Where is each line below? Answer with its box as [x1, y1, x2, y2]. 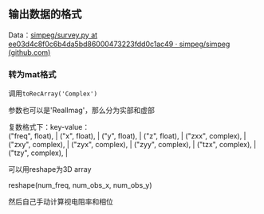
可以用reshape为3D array [8, 165, 92, 174]
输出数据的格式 [8, 7, 82, 21]
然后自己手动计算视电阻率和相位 [8, 197, 113, 207]
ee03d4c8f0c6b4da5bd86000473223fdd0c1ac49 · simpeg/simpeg [8, 39, 231, 49]
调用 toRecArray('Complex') [8, 88, 98, 98]
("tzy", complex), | [8, 148, 68, 158]
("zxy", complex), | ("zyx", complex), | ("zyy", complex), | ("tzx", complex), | [8, 140, 257, 150]
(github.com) [8, 47, 51, 57]
